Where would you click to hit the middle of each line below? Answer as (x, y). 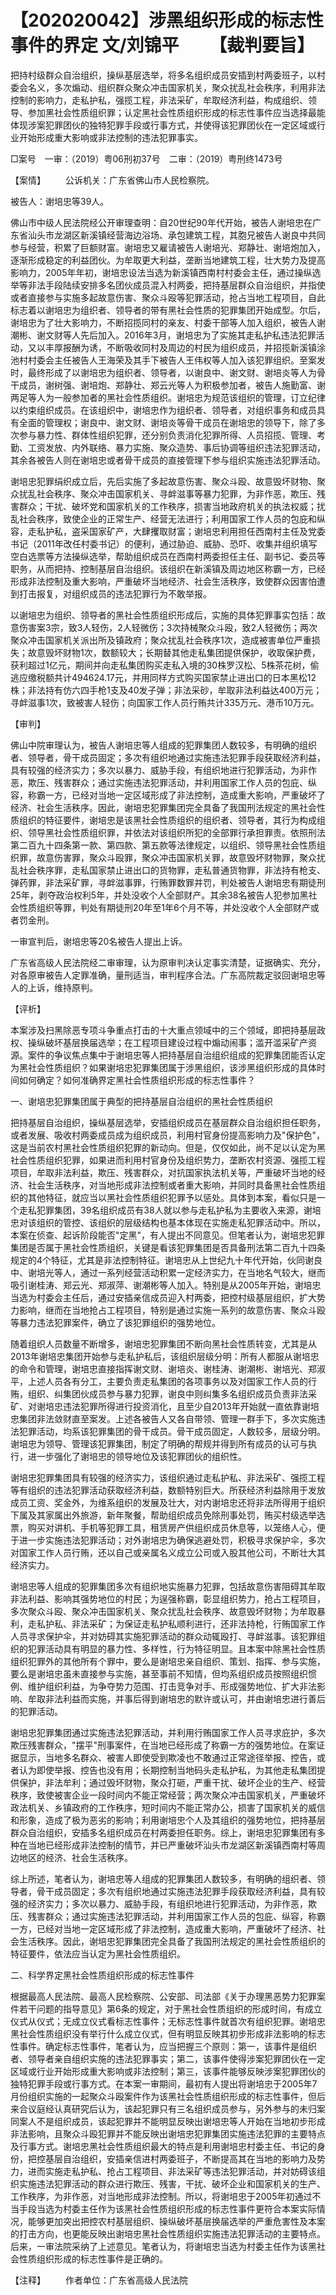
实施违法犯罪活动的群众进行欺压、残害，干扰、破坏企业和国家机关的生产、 (172, 2183)
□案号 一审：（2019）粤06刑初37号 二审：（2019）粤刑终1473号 (146, 158)
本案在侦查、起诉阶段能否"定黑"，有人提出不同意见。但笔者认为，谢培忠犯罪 (168, 1235)
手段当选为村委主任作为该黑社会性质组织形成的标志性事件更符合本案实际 (167, 2208)
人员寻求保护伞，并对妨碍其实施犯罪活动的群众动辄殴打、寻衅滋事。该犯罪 (163, 1636)
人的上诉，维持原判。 (54, 987)
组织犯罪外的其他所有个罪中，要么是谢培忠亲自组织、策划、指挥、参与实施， (168, 1661)
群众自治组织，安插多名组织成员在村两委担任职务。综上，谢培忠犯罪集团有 (163, 1832)
